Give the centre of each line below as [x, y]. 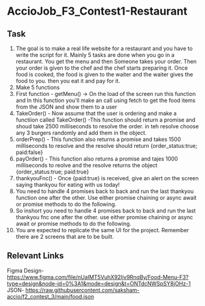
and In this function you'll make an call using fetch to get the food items [106, 100]
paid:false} [29, 152]
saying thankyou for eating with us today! [68, 185]
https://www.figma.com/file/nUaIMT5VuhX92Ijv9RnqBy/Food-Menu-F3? [98, 277]
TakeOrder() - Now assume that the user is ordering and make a [96, 113]
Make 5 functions [38, 87]
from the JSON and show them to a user [67, 107]
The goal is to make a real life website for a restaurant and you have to [104, 48]
